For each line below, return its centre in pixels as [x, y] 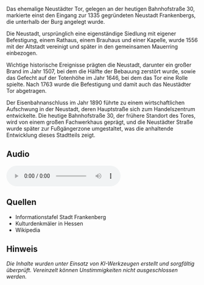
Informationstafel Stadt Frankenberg [61, 217]
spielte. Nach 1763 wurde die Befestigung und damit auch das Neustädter [99, 84]
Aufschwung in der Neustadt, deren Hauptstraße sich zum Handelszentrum [101, 109]
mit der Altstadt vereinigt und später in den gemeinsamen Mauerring [92, 46]
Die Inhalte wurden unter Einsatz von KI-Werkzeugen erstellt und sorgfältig [100, 264]
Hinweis [22, 249]
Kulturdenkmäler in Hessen [49, 223]
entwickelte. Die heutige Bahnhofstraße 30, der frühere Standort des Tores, [101, 116]
